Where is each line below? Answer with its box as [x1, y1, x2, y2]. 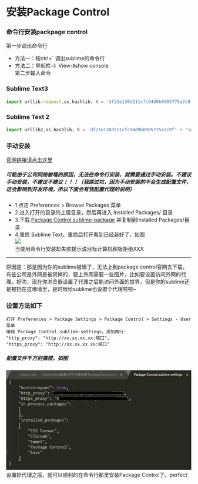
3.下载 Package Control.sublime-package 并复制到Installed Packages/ [14, 216, 185, 224]
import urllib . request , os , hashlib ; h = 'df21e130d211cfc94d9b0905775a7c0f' [6, 98, 196, 105]
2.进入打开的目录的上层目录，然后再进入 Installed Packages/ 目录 [14, 209, 173, 216]
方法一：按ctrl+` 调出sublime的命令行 [14, 55, 105, 62]
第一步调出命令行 [6, 42, 48, 49]
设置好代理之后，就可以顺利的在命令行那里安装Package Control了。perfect [6, 472, 188, 479]
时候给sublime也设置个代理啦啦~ [57, 286, 137, 293]
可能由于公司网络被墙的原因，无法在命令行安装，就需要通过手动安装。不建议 [6, 171, 192, 178]
